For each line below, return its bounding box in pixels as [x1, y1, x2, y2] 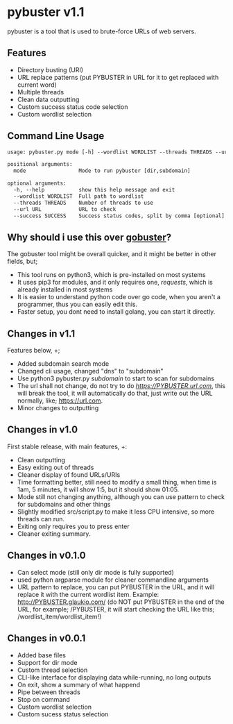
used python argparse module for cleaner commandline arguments [17, 575, 209, 584]
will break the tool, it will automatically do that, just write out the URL [17, 389, 213, 398]
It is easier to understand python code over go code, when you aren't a [17, 293, 221, 301]
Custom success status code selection [17, 102, 128, 111]
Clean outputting [17, 455, 66, 464]
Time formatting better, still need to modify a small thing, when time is [17, 478, 217, 486]
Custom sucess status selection [17, 709, 109, 718]
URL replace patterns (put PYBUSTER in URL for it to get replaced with [17, 73, 219, 81]
